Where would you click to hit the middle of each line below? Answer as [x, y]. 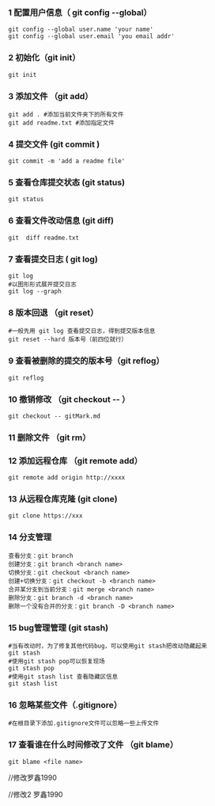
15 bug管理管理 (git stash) [58, 628]
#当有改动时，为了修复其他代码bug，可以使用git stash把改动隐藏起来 [108, 646]
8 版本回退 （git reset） [53, 313]
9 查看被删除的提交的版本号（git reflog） [86, 361]
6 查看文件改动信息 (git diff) [61, 221]
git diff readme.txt [44, 238]
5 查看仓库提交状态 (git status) [66, 182]
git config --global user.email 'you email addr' [92, 36]
